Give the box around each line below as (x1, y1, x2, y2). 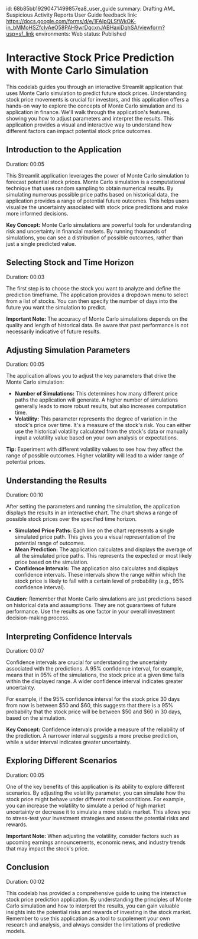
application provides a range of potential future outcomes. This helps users (6, 197, 189, 204)
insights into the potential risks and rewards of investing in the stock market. (6, 908, 192, 915)
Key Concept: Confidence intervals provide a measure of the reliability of (6, 726, 185, 733)
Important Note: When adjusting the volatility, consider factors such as (6, 832, 180, 839)
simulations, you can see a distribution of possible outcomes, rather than (6, 234, 183, 241)
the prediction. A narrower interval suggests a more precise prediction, (6, 732, 178, 739)
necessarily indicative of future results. (6, 328, 101, 335)
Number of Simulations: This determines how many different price (14, 390, 178, 397)
